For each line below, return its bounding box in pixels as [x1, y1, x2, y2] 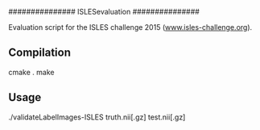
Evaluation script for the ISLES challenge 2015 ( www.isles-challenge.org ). [8, 23, 253, 31]
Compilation [8, 46, 71, 60]
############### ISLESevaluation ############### [8, 7, 200, 16]
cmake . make [8, 67, 55, 77]
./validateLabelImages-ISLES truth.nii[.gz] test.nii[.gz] [8, 112, 186, 122]
